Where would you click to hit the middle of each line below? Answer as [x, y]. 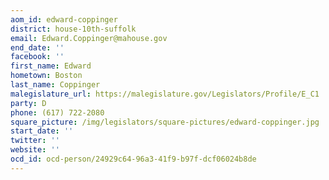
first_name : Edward [51, 66]
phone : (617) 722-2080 [57, 112]
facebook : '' [37, 57]
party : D [28, 103]
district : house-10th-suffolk [73, 29]
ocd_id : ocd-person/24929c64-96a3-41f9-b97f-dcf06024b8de [133, 159]
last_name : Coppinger [55, 85]
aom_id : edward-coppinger [64, 19]
